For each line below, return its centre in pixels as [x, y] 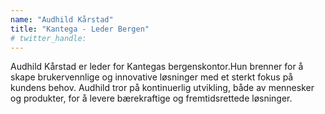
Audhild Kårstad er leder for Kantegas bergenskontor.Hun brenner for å [157, 67]
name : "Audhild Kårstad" [62, 19]
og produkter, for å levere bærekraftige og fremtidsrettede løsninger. [151, 98]
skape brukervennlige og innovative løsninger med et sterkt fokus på [152, 77]
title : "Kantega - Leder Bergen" [80, 29]
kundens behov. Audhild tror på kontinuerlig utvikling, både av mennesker [162, 88]
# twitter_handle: [48, 38]
